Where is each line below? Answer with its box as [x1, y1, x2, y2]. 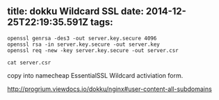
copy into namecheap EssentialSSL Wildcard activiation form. [7, 71, 184, 79]
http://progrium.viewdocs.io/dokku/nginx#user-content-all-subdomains [7, 85, 212, 93]
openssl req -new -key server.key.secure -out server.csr [7, 47, 179, 54]
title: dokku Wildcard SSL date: [7, 6, 145, 17]
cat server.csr [7, 59, 51, 66]
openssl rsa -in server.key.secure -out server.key [7, 41, 160, 48]
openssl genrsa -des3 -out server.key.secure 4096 [7, 35, 157, 42]
